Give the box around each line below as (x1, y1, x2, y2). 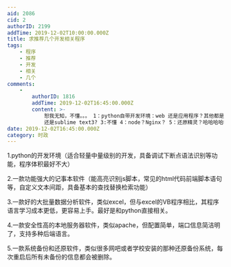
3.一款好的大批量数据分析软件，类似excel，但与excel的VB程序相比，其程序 (7, 197, 219, 206)
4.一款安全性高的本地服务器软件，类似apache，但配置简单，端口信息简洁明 (7, 221, 221, 229)
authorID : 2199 (7, 23, 51, 30)
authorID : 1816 (32, 94, 76, 100)
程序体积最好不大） (19, 160, 74, 169)
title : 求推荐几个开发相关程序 (7, 36, 85, 43)
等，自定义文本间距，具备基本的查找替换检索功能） (7, 183, 152, 191)
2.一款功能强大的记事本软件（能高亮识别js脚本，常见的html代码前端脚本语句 (7, 175, 222, 183)
